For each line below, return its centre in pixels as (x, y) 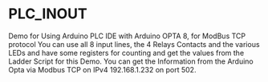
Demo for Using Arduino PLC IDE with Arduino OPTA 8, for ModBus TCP (127, 36)
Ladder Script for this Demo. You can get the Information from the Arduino (131, 61)
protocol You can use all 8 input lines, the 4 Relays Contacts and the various (134, 44)
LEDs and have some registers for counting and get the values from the (126, 53)
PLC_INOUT (48, 14)
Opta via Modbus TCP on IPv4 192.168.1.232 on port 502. (102, 69)
